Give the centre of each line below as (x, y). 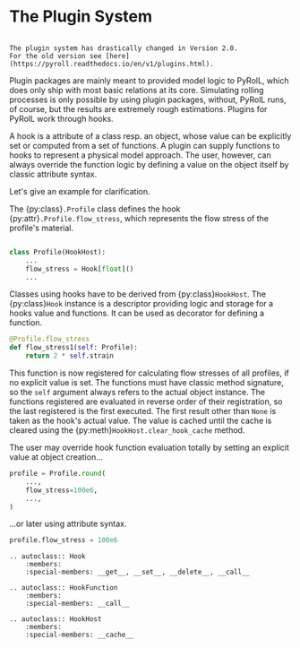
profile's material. (42, 228)
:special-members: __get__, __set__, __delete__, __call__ (138, 572)
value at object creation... (56, 457)
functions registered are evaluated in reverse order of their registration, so (146, 402)
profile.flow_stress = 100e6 (64, 540)
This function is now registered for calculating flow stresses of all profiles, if (149, 373)
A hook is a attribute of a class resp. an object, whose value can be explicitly (150, 135)
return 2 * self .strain (70, 356)
